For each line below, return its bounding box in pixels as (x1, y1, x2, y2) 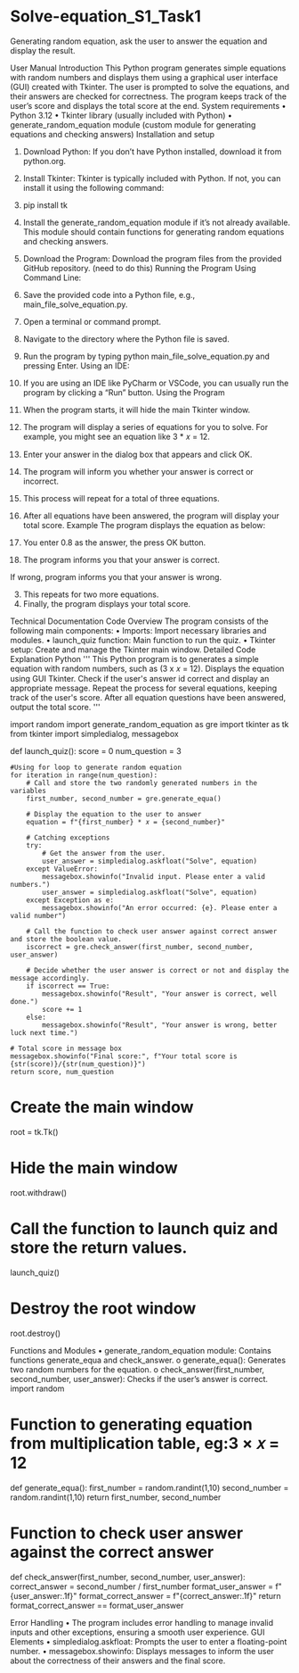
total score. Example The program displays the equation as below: (22, 519, 266, 530)
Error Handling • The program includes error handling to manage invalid (10, 1617, 274, 1627)
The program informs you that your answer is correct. (22, 554, 221, 565)
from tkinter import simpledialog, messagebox (10, 728, 179, 739)
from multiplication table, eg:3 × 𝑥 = (10, 1433, 279, 1454)
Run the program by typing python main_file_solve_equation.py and (22, 351, 271, 361)
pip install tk (22, 199, 68, 211)
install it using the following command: (22, 182, 165, 193)
